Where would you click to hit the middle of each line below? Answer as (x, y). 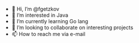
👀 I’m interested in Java (40, 15)
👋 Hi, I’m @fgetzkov (35, 9)
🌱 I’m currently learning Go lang (50, 21)
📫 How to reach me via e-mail (48, 34)
